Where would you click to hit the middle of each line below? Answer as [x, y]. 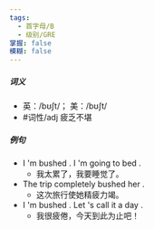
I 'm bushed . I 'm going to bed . [82, 163]
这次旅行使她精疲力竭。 [80, 195]
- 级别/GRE [37, 34]
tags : [19, 18]
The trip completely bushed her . [83, 184]
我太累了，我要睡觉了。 [80, 174]
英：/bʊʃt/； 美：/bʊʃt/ [65, 106]
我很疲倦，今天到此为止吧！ [88, 216]
